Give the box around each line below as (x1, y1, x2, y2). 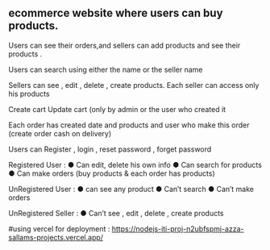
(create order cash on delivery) (8, 128, 112, 138)
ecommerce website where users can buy (8, 6, 223, 20)
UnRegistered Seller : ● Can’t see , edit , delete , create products (8, 208, 224, 218)
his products (8, 89, 50, 98)
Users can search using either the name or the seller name (8, 65, 203, 74)
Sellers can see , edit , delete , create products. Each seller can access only (8, 80, 260, 90)
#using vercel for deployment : (8, 223, 110, 233)
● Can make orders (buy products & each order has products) (8, 169, 215, 178)
